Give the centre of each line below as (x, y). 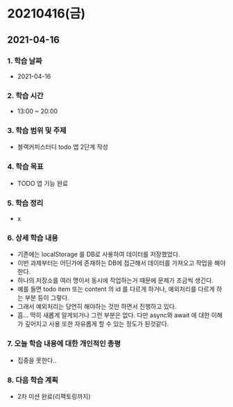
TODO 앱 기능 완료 (43, 183)
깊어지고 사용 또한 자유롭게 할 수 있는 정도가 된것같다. (97, 324)
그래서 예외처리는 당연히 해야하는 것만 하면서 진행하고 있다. (97, 307)
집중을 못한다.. (37, 360)
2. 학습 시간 (25, 95)
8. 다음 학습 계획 (33, 380)
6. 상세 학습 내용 (33, 238)
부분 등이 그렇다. (47, 298)
